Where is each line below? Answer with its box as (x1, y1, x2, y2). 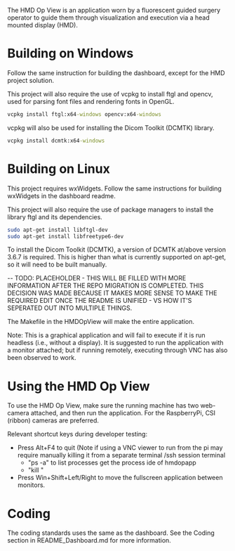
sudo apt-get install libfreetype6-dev (7, 233, 124, 240)
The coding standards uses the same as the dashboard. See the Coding (7, 529, 215, 537)
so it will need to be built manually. (7, 260, 107, 269)
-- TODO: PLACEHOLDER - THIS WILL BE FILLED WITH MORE (7, 274, 187, 283)
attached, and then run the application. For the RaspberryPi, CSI (30, 409, 216, 417)
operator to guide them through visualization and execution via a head (7, 13, 210, 22)
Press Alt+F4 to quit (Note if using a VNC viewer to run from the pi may (17, 443, 223, 452)
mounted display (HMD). (7, 21, 79, 29)
